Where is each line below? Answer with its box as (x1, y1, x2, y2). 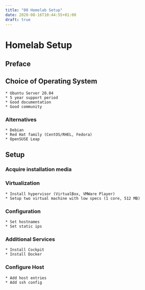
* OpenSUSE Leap (5, 137, 40, 142)
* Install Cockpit (5, 247, 44, 253)
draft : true (5, 17, 31, 22)
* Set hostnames (5, 219, 40, 224)
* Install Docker (5, 252, 42, 257)
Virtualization (5, 180, 40, 187)
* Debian (5, 128, 24, 133)
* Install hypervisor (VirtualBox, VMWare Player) (5, 191, 115, 197)
